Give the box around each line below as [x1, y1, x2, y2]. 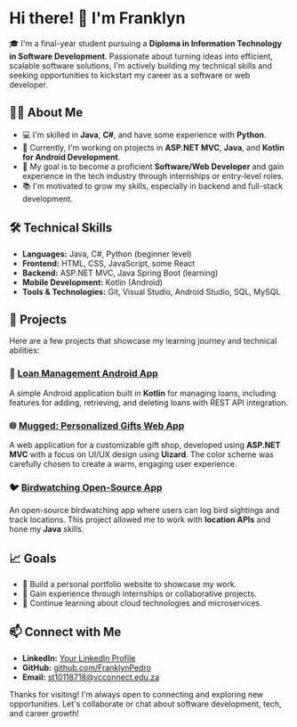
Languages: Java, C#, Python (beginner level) [21, 249, 192, 259]
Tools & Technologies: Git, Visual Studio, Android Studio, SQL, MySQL [21, 286, 281, 297]
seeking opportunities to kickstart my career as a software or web [9, 69, 251, 80]
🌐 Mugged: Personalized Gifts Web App [9, 419, 185, 431]
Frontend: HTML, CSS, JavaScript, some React [21, 257, 196, 268]
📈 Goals [9, 551, 57, 566]
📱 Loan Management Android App [9, 367, 158, 380]
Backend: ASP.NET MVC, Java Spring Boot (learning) [21, 267, 219, 278]
